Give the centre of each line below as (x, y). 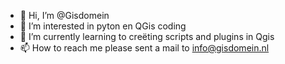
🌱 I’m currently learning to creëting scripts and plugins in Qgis (147, 36)
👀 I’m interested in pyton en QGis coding (103, 26)
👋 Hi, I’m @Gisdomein (64, 15)
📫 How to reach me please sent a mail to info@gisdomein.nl (144, 48)
